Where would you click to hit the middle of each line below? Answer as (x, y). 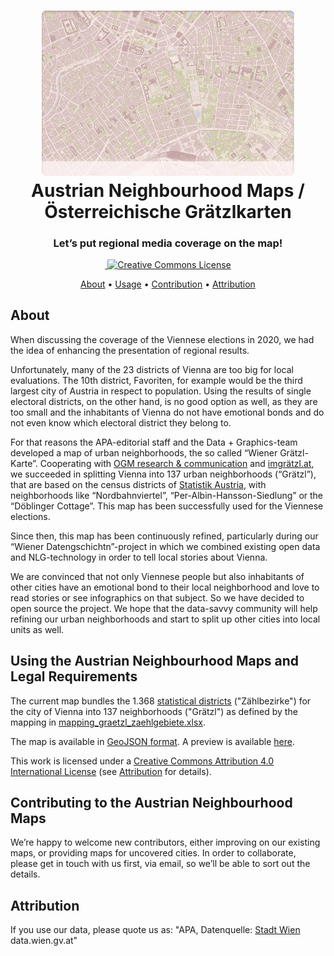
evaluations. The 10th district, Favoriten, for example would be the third (156, 380)
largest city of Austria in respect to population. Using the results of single (161, 391)
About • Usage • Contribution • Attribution (168, 284)
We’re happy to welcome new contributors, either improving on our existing (165, 842)
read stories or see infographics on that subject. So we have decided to (157, 597)
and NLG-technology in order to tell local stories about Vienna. (139, 557)
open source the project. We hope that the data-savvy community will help (164, 608)
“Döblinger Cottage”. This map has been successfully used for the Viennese (167, 506)
